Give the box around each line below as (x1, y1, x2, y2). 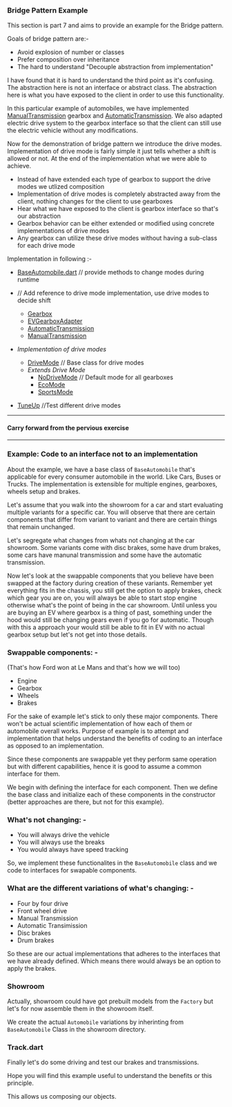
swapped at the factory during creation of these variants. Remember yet (7, 578, 213, 587)
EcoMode (37, 381, 66, 389)
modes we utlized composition (17, 183, 105, 191)
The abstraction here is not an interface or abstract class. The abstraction (7, 84, 217, 92)
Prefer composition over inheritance (17, 55, 119, 64)
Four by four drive (17, 899, 69, 908)
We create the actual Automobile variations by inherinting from (7, 1018, 184, 1026)
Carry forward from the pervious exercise (7, 423, 129, 432)
